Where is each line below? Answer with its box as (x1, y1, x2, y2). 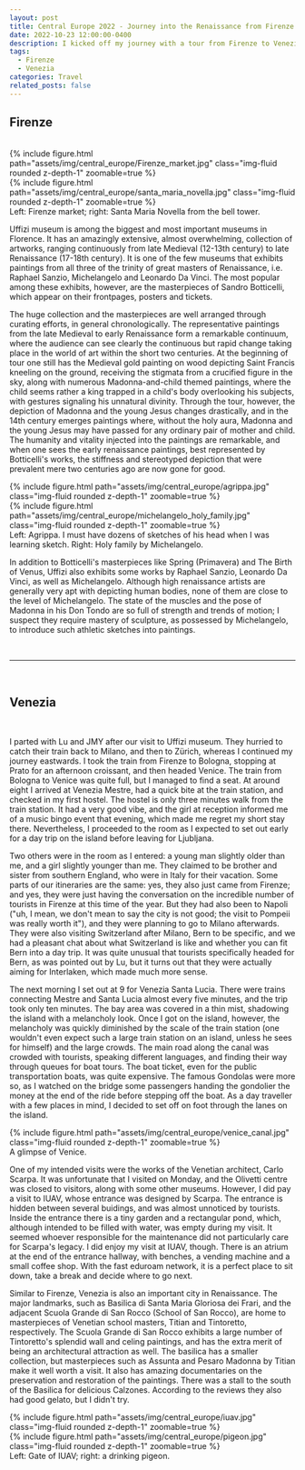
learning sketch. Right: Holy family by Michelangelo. (9, 539, 204, 550)
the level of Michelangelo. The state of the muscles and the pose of (9, 595, 262, 606)
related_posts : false (9, 81, 92, 90)
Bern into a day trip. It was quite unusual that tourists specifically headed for (9, 947, 295, 958)
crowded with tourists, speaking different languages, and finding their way (9, 1052, 288, 1063)
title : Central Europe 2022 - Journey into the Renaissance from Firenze (9, 22, 295, 31)
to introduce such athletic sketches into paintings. (9, 625, 196, 635)
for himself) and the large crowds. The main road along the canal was (9, 1042, 270, 1053)
